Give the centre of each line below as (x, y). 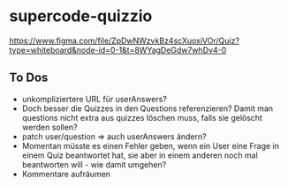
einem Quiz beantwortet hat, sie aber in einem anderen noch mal (140, 155)
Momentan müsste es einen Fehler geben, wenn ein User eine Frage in (151, 145)
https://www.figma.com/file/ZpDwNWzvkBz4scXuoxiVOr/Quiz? (125, 41)
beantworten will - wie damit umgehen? (94, 164)
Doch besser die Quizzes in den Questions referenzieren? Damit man (148, 108)
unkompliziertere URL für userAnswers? (95, 99)
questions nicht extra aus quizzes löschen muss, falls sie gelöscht (142, 117)
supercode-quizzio (81, 16)
